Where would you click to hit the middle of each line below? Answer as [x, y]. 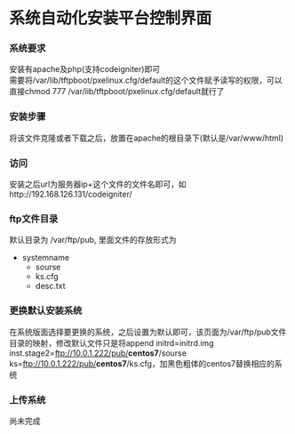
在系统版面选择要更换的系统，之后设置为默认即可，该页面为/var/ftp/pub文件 [148, 332]
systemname [45, 258]
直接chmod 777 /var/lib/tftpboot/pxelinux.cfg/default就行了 [117, 92]
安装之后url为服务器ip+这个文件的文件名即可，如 [98, 184]
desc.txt [50, 286]
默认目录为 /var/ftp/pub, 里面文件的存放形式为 [93, 240]
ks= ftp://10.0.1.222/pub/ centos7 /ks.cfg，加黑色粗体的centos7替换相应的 [142, 363]
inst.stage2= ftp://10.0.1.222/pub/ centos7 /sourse [98, 353]
